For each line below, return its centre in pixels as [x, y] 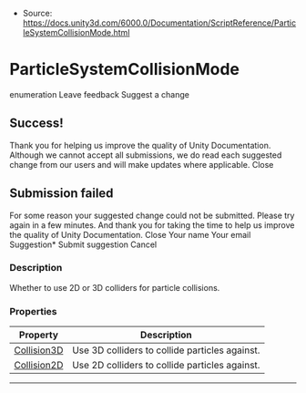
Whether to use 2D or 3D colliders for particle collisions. [115, 287]
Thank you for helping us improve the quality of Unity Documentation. [140, 145]
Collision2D [39, 366]
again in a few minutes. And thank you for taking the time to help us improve [152, 225]
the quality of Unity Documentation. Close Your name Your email [130, 234]
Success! [36, 124]
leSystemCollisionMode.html [76, 32]
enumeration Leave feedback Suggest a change [99, 94]
